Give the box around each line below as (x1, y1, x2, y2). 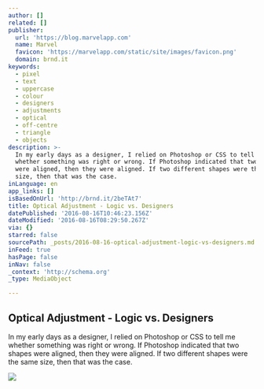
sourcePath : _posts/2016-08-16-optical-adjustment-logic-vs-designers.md (8, 239, 255, 246)
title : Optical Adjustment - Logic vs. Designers (8, 202, 174, 209)
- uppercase (15, 84, 55, 93)
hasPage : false (8, 253, 58, 261)
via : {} (8, 224, 34, 232)
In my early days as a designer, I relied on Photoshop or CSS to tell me (8, 332, 236, 341)
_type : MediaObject (8, 275, 72, 283)
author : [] (8, 11, 44, 20)
